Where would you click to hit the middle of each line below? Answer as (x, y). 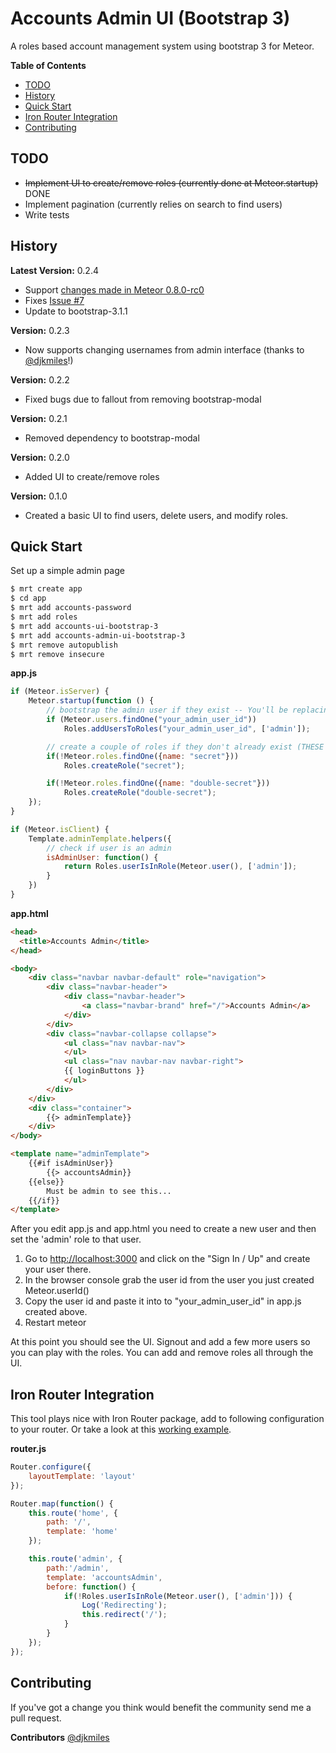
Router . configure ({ (51, 1467)
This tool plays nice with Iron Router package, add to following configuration (167, 1419)
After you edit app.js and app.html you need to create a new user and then (163, 1229)
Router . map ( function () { (62, 1503)
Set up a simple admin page (67, 571)
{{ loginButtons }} (104, 1071)
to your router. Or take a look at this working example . (121, 1429)
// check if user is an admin (109, 848)
